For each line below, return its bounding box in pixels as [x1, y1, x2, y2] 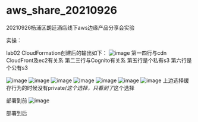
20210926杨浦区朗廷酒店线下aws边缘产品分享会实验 [6, 24, 135, 31]
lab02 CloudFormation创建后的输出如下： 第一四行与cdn [6, 49, 167, 57]
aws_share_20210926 [6, 4, 118, 17]
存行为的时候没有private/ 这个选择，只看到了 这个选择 [6, 84, 135, 91]
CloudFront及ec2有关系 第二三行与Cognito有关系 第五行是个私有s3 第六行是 [6, 57, 192, 64]
